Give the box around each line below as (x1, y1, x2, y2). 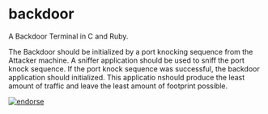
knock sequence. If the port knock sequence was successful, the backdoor (8, 63, 261, 73)
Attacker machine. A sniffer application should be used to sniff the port (8, 55, 245, 65)
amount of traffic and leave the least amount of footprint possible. (8, 81, 228, 91)
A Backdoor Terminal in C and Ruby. (8, 31, 129, 41)
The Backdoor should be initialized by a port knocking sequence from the (8, 47, 253, 56)
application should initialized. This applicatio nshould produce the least (8, 72, 245, 82)
